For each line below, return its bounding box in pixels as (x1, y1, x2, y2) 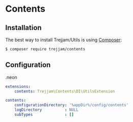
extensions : (5, 84, 31, 89)
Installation (5, 23, 42, 32)
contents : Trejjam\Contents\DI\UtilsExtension (14, 88, 115, 94)
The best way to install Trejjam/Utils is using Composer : (5, 37, 122, 43)
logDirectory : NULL (14, 107, 79, 112)
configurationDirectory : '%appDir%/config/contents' (14, 103, 129, 108)
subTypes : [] (14, 112, 74, 117)
